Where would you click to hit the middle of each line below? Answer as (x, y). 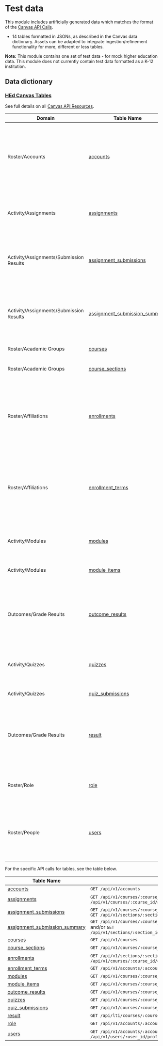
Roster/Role (21, 785)
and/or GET (102, 927)
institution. (16, 66)
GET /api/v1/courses (114, 940)
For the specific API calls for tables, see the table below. (61, 869)
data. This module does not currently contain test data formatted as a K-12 (79, 61)
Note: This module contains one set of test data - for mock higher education (81, 56)
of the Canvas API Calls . (29, 27)
